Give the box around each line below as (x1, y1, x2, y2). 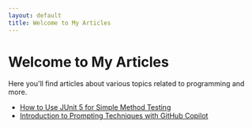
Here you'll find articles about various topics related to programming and (8, 79, 245, 88)
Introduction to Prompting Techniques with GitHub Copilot (19, 111, 209, 121)
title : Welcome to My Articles (8, 19, 111, 27)
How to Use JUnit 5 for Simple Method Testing (19, 103, 171, 112)
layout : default (8, 11, 62, 20)
